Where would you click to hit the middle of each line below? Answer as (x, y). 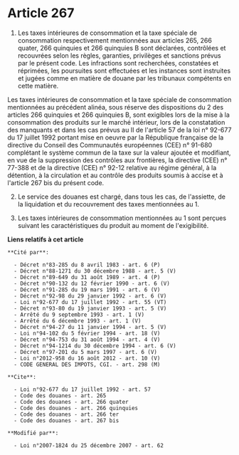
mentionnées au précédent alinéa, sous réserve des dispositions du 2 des (116, 107)
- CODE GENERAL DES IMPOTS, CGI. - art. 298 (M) (87, 365)
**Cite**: (22, 377)
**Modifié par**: (33, 433)
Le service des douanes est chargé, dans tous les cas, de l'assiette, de (122, 197)
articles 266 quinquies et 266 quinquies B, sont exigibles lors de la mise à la (118, 115)
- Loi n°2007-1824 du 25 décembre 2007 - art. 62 (89, 445)
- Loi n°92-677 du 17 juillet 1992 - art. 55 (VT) (90, 302)
